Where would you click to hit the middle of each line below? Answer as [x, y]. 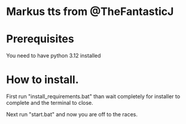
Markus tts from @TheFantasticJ [90, 12]
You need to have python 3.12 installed [54, 56]
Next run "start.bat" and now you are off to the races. [72, 114]
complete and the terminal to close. [50, 103]
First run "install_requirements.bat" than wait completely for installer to [93, 96]
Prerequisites [40, 39]
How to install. [42, 80]
